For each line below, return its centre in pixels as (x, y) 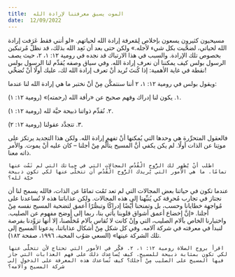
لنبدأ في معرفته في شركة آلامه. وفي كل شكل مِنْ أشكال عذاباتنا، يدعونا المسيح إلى (115, 227)
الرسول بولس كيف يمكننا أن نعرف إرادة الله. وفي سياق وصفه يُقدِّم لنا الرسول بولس (117, 62)
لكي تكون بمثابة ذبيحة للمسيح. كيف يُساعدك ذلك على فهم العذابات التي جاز (118, 254)
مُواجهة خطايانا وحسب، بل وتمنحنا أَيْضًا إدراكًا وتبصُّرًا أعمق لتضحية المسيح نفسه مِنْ (115, 205)
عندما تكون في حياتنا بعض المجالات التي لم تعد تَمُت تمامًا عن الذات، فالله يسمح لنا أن (118, 190)
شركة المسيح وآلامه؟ (36, 267)
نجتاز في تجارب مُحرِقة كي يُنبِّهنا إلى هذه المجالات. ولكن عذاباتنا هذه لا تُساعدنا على (115, 198)
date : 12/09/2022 (35, 20)
